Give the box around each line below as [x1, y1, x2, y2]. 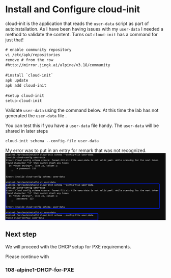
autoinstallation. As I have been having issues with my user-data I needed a [5, 26, 164, 32]
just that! [5, 37, 24, 43]
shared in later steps [5, 128, 48, 134]
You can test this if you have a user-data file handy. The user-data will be [5, 122, 159, 129]
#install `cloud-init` [5, 72, 53, 78]
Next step [5, 230, 37, 239]
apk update [5, 78, 28, 83]
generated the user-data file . [5, 112, 67, 118]
